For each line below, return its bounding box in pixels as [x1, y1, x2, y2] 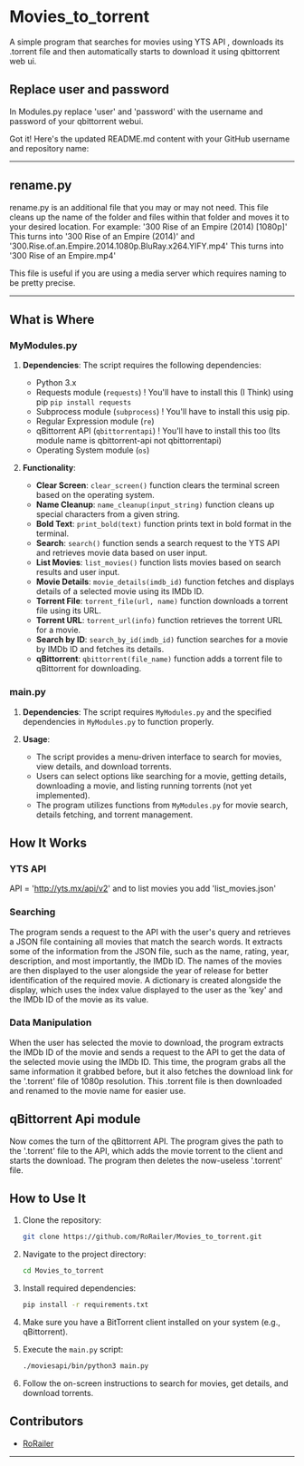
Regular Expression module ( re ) [35, 415, 156, 427]
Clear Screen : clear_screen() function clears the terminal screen [35, 480, 280, 491]
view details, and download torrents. [35, 760, 172, 772]
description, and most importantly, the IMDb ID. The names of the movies [9, 955, 282, 966]
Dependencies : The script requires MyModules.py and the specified [22, 706, 272, 718]
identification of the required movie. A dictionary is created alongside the [9, 974, 282, 985]
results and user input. [35, 567, 120, 578]
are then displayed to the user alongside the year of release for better [9, 964, 269, 976]
